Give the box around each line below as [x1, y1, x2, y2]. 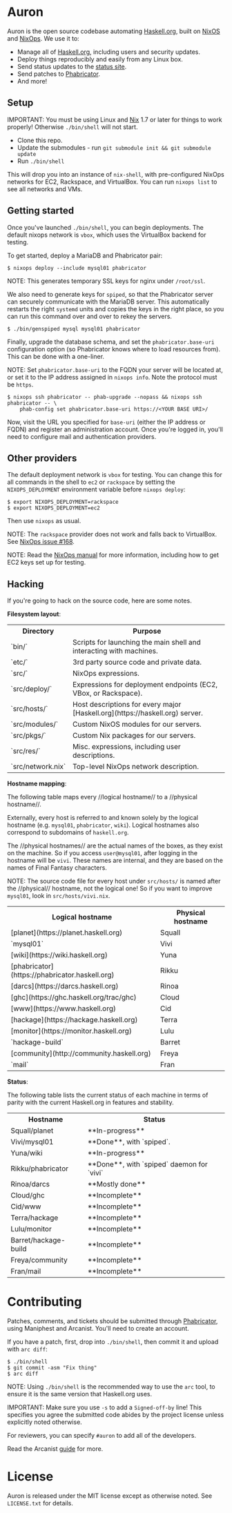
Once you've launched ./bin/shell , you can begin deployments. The [7, 223, 204, 231]
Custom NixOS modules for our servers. [72, 719, 202, 729]
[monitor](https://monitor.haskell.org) [10, 1026, 133, 1036]
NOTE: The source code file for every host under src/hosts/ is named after [7, 877, 221, 886]
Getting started [7, 205, 75, 217]
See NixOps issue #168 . [7, 538, 75, 546]
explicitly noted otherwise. [7, 1418, 83, 1426]
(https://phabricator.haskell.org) [10, 970, 115, 980]
